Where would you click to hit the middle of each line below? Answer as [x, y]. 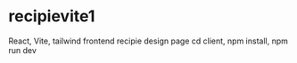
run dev [23, 50]
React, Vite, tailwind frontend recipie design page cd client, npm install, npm [148, 41]
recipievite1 [52, 16]
